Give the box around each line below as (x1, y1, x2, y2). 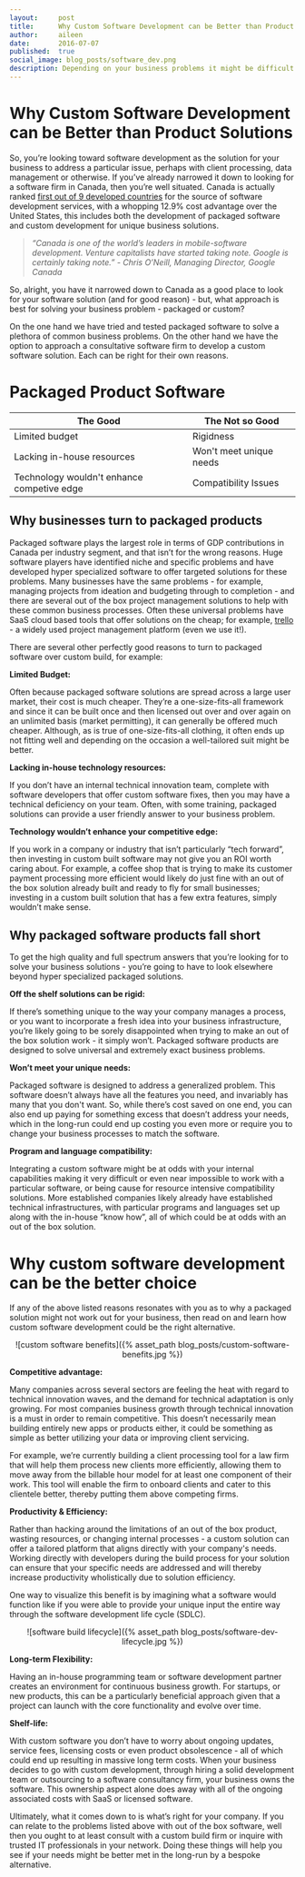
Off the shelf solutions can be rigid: (9, 989, 145, 1000)
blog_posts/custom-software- (177, 1339, 290, 1350)
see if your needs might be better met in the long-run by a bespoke (9, 1850, 261, 1861)
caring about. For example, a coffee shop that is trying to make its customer (9, 863, 293, 874)
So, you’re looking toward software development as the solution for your (9, 152, 280, 163)
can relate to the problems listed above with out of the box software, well (9, 1821, 282, 1832)
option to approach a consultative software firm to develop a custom (9, 340, 266, 351)
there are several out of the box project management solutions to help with (9, 595, 289, 606)
